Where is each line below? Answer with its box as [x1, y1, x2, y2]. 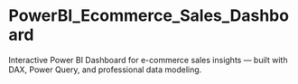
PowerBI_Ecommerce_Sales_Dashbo [8, 5, 290, 26]
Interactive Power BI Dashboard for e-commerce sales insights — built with [8, 54, 288, 65]
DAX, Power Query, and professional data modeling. [8, 64, 202, 75]
